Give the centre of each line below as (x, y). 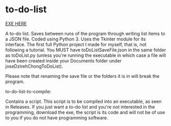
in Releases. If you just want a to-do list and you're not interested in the (80, 107)
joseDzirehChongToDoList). (34, 66)
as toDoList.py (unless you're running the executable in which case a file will (86, 55)
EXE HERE (16, 24)
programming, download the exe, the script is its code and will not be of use (85, 112)
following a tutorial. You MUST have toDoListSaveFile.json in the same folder (86, 50)
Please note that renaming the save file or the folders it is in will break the (82, 76)
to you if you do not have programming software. (57, 118)
